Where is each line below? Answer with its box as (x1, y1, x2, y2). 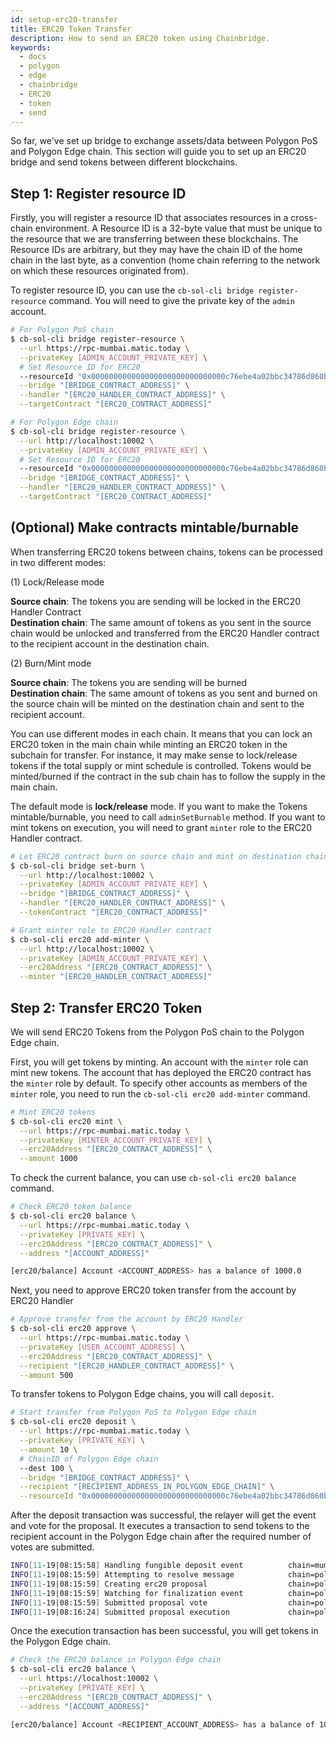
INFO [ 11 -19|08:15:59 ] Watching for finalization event (10, 1588, 244, 1598)
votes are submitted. (10, 1541, 95, 1553)
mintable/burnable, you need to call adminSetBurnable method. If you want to (10, 811, 326, 823)
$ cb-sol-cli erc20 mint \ (10, 1116, 123, 1126)
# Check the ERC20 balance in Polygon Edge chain (10, 1655, 222, 1665)
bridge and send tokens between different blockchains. (10, 156, 238, 168)
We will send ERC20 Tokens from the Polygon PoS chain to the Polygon (10, 1026, 305, 1038)
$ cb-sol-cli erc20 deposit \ (10, 1417, 137, 1427)
